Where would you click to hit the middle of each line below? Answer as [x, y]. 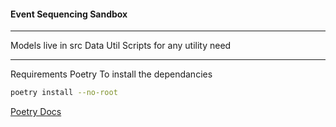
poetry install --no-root [64, 93]
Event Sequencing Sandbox [69, 14]
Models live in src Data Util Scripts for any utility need [121, 46]
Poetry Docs [36, 112]
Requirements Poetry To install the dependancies [111, 74]
